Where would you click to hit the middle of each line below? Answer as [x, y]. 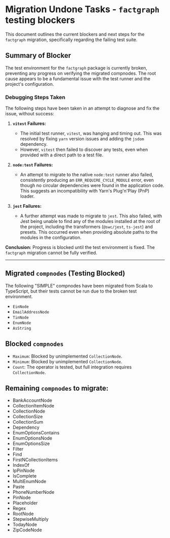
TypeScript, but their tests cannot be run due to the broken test [71, 291]
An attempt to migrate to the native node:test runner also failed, [87, 175]
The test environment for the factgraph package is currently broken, [76, 68]
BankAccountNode [32, 400]
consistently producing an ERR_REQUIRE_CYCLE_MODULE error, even [87, 180]
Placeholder [25, 503]
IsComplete [25, 476]
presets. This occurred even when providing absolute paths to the [89, 232]
